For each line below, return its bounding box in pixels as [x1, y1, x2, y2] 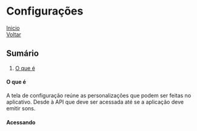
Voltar [6, 30, 21, 38]
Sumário [6, 49, 39, 59]
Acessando [6, 118, 36, 126]
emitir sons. [6, 104, 36, 112]
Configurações [6, 4, 84, 18]
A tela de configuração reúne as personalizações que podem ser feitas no [6, 92, 192, 99]
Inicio [6, 24, 20, 32]
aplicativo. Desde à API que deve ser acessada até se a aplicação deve [6, 98, 184, 106]
